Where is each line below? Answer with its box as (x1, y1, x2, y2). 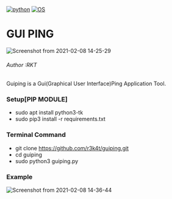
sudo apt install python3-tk (15, 109, 84, 116)
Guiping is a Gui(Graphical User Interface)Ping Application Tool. (6, 80, 167, 88)
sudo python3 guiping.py (15, 157, 79, 164)
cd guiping (15, 151, 43, 158)
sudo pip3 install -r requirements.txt (15, 116, 106, 123)
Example (6, 172, 33, 181)
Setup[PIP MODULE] (6, 95, 68, 103)
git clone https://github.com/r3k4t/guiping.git (15, 144, 129, 152)
